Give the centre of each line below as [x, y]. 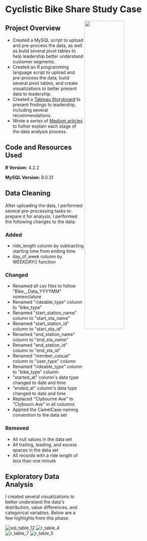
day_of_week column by [37, 256]
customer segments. [34, 61]
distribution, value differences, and [41, 508]
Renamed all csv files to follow [44, 286]
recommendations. [32, 115]
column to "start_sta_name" [41, 318]
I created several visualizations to [40, 496]
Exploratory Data [32, 476]
